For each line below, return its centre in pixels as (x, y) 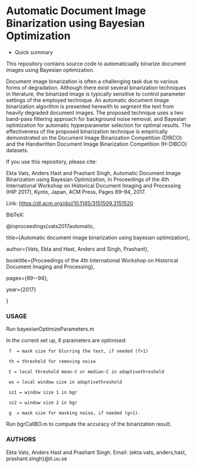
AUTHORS (21, 439)
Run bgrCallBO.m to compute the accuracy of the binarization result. (89, 424)
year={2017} (21, 289)
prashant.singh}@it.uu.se (37, 459)
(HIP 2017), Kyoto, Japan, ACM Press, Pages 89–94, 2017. (76, 192)
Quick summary (34, 52)
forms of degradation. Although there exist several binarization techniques (96, 87)
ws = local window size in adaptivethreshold (65, 382)
